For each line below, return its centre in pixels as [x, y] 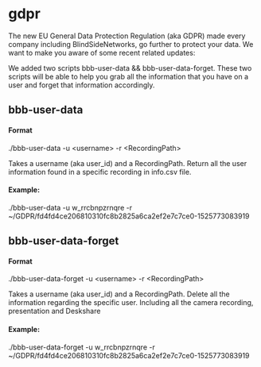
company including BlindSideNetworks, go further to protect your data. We [131, 44]
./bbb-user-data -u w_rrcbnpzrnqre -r [70, 207]
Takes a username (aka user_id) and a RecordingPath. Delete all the [119, 294]
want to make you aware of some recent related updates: [102, 52]
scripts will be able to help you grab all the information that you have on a [129, 76]
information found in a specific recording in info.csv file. [100, 172]
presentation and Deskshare [55, 311]
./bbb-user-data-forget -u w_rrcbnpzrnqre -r [82, 347]
